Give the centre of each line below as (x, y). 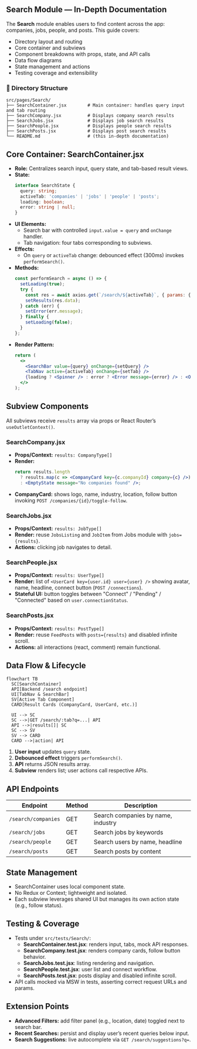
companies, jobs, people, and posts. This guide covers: (73, 30)
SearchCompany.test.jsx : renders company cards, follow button (102, 950)
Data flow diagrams (38, 60)
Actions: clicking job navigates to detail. (63, 547)
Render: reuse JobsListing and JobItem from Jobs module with (91, 534)
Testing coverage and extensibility (56, 72)
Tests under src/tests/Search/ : (53, 938)
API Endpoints (33, 789)
